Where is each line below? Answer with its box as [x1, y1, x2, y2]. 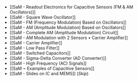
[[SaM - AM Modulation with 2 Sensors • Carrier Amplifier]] [9, 35, 128, 40]
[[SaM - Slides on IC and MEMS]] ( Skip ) [9, 71, 89, 76]
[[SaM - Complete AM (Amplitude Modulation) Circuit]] [9, 30, 119, 35]
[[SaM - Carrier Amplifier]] [9, 40, 63, 45]
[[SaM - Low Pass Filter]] [9, 45, 60, 51]
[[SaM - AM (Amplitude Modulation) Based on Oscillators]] [9, 25, 126, 30]
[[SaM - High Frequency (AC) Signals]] [9, 60, 87, 66]
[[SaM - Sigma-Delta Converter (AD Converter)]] [9, 55, 107, 61]
